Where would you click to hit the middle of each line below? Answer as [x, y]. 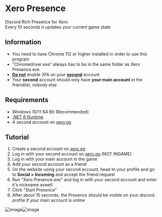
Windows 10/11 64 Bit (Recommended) [50, 111]
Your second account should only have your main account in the [77, 79]
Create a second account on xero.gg [49, 149]
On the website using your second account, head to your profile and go [83, 170]
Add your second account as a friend [49, 164]
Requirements [27, 100]
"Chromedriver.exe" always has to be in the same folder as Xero [76, 64]
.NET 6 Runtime [28, 117]
